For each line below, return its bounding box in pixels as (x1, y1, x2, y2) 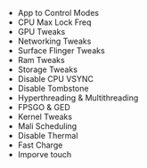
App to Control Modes (17, 8, 100, 18)
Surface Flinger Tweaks (17, 45, 105, 56)
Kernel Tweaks (17, 111, 73, 122)
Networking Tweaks (17, 36, 92, 46)
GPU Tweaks (17, 27, 66, 36)
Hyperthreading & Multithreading (17, 92, 139, 103)
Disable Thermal (17, 131, 78, 140)
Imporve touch (17, 149, 72, 159)
